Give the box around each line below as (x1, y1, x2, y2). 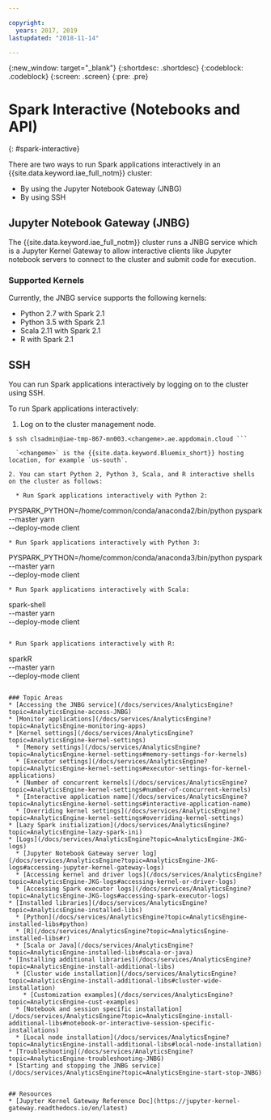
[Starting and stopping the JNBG (15, 1062, 129, 1070)
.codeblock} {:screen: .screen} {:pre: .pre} (8, 72, 149, 82)
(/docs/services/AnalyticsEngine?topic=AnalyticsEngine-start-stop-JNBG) (8, 1069, 263, 1077)
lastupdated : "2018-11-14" (8, 34, 100, 42)
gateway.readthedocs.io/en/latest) (8, 1105, 129, 1113)
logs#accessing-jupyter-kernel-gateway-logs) (8, 864, 164, 872)
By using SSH (19, 192, 66, 202)
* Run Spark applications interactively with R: (8, 640, 176, 648)
